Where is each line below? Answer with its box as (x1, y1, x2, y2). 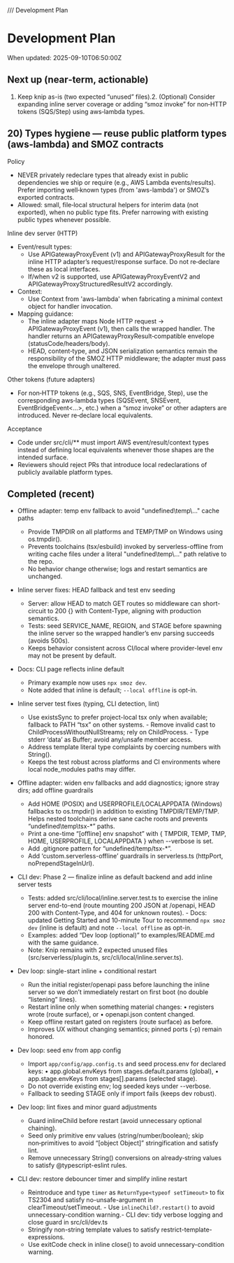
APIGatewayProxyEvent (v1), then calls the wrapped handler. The (27, 324, 215, 333)
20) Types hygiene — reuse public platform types (7, 127, 227, 139)
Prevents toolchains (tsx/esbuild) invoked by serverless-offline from (27, 543, 224, 551)
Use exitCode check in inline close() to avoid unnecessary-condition (27, 1241, 225, 1249)
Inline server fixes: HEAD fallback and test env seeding (17, 586, 176, 594)
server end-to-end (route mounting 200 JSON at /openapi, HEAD (27, 901, 216, 909)
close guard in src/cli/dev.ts (27, 1218, 108, 1227)
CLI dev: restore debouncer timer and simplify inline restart (17, 1175, 187, 1183)
